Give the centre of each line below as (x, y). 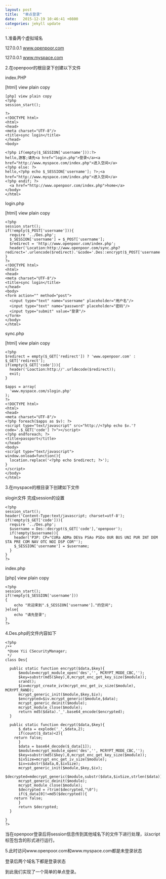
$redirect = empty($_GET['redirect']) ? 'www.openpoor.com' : (70, 356)
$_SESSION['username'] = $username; (52, 546)
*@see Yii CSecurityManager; (37, 651)
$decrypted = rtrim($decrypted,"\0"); (58, 790)
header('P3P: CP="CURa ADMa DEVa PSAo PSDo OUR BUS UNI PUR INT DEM (86, 538)
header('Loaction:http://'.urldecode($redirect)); (63, 370)
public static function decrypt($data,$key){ (57, 725)
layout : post (19, 10)
